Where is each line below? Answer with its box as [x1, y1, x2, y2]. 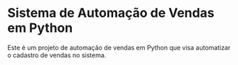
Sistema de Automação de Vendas [7, 5, 215, 21]
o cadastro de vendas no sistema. [7, 51, 107, 59]
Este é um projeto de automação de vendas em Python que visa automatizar [7, 43, 231, 52]
